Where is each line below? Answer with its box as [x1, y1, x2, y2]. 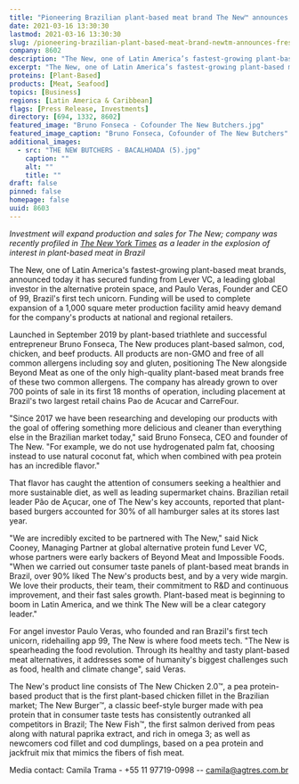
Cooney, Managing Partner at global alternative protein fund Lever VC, [9, 541, 267, 553]
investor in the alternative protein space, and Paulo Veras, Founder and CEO [9, 283, 288, 294]
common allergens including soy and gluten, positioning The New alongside [9, 358, 287, 368]
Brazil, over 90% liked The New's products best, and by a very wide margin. [9, 570, 288, 581]
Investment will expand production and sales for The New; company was [9, 228, 278, 239]
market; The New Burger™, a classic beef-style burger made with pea [9, 699, 264, 710]
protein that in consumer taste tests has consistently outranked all [9, 709, 251, 720]
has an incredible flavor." [9, 460, 101, 471]
